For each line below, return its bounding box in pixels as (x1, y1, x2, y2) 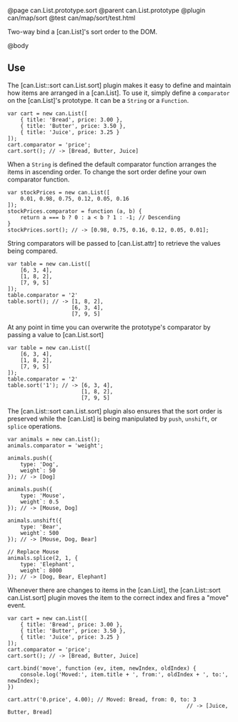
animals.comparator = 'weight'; (7, 442, 104, 449)
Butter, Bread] (7, 708, 53, 716)
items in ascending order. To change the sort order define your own (7, 167, 207, 176)
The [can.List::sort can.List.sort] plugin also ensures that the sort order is (7, 406, 223, 415)
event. (7, 601, 26, 609)
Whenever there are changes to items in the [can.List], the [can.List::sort (7, 586, 221, 594)
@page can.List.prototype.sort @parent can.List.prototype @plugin (7, 6, 206, 14)
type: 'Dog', (20, 461, 59, 468)
